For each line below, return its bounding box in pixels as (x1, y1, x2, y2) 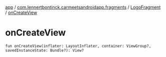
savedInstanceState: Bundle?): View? (5, 47, 84, 53)
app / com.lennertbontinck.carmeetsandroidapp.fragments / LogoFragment (5, 4, 161, 10)
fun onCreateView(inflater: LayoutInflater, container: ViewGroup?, (5, 43, 151, 48)
